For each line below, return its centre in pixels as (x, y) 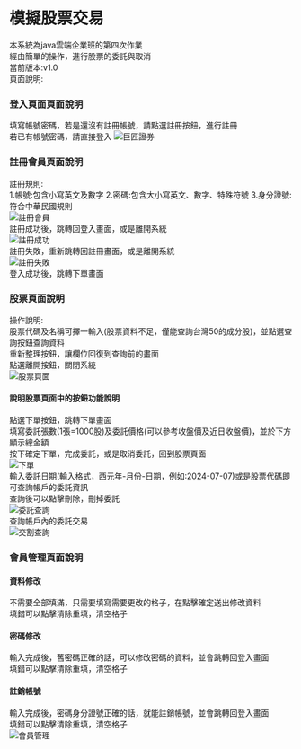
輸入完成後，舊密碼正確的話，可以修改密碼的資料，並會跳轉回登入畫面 (139, 657)
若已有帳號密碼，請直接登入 (61, 137)
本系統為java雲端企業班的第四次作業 (76, 45)
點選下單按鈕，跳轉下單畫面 (61, 420)
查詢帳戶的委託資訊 (52, 488)
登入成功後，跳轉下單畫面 (57, 273)
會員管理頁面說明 (46, 558)
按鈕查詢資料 (40, 342)
